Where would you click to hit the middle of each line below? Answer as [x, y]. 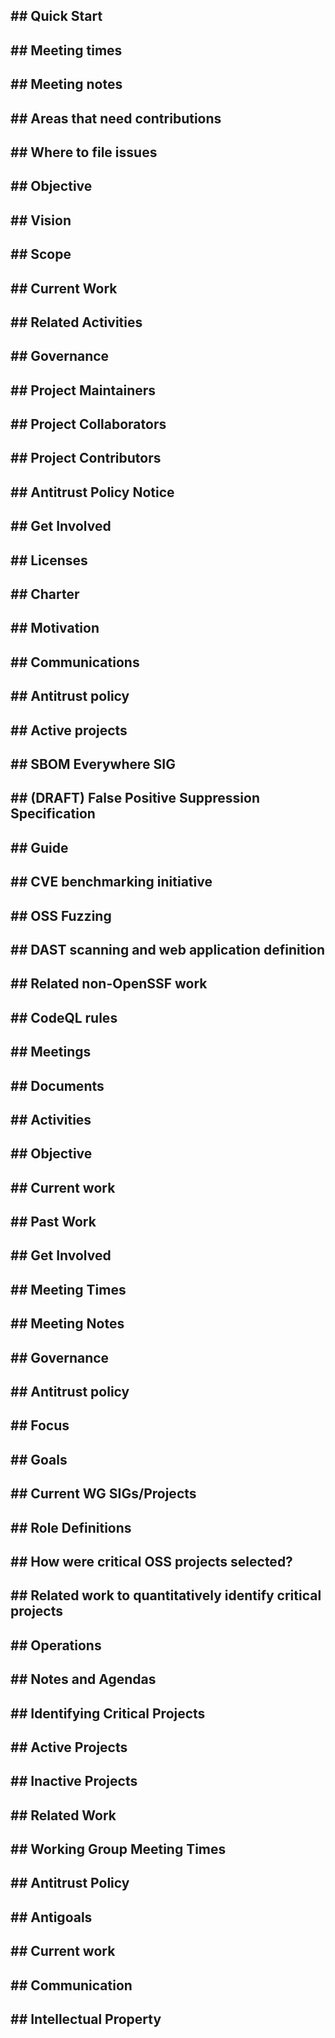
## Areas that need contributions [116, 118]
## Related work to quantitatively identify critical [166, 1595]
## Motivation [55, 628]
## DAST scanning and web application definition [168, 949]
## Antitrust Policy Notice [92, 492]
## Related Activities [76, 322]
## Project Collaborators [88, 424]
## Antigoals [51, 1917]
